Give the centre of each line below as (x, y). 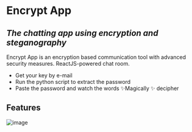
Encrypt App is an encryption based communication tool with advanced (96, 57)
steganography (37, 42)
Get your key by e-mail (44, 75)
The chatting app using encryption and (82, 33)
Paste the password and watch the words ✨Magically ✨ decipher (97, 88)
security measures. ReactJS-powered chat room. (68, 64)
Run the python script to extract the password (73, 82)
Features (23, 108)
